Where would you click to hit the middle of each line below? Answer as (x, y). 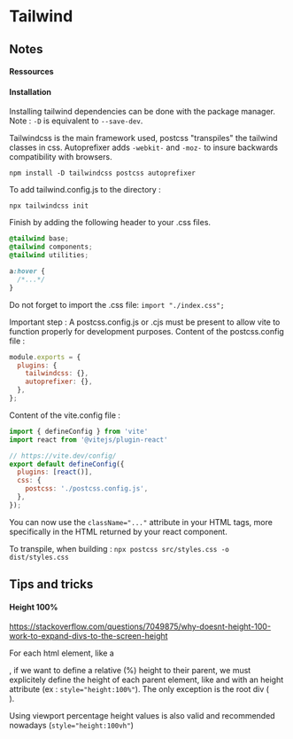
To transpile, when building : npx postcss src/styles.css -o (120, 548)
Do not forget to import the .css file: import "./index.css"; (117, 304)
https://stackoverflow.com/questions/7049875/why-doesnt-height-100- (140, 626)
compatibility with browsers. (61, 157)
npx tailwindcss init (49, 206)
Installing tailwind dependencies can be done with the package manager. (143, 112)
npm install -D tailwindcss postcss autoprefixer (103, 173)
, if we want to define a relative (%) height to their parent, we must (130, 671)
